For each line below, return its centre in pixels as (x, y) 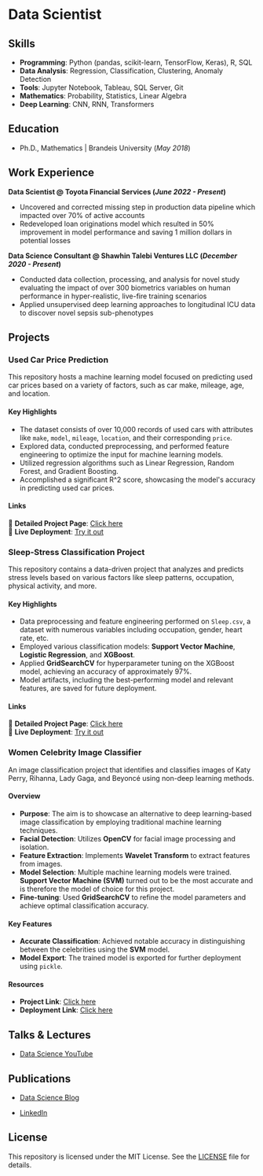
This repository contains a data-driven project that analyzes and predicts (126, 569)
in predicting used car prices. (67, 488)
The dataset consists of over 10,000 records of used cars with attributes (136, 429)
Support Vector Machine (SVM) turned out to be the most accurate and (136, 880)
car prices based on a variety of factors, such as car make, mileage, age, (126, 385)
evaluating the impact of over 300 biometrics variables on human (125, 287)
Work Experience (51, 173)
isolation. (34, 847)
